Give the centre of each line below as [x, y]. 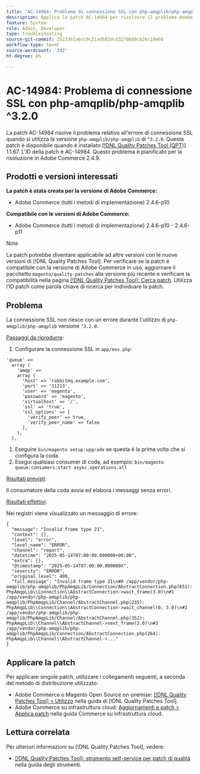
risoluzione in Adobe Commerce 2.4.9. [53, 158]
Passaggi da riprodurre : [35, 338]
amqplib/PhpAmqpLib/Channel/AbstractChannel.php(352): [76, 618]
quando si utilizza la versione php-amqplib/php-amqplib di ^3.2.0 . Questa [95, 139]
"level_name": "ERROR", [41, 545]
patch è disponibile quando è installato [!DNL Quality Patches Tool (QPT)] [96, 145]
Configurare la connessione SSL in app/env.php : [73, 349]
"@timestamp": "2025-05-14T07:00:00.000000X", [70, 566]
